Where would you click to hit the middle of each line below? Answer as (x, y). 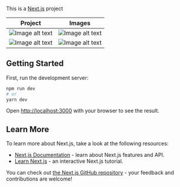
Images (80, 23)
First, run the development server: (47, 78)
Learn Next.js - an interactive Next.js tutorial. (69, 161)
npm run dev (21, 88)
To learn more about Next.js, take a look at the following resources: (87, 143)
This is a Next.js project (35, 9)
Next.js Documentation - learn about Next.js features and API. (89, 155)
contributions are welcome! (39, 179)
